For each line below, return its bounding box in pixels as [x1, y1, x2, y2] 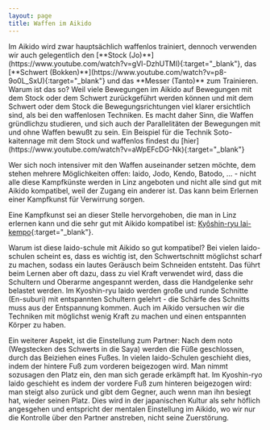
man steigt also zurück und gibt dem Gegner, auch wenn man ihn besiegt [8, 386, 251, 396]
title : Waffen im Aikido [8, 19, 92, 27]
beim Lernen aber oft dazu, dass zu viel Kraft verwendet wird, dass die [8, 268, 243, 278]
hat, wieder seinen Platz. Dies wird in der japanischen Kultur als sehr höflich [8, 395, 260, 405]
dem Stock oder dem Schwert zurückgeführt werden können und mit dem [8, 93, 254, 102]
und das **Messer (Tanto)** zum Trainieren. [107, 76, 259, 86]
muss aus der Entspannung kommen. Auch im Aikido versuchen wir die [8, 303, 245, 312]
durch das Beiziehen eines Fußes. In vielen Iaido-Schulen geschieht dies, [8, 353, 251, 362]
